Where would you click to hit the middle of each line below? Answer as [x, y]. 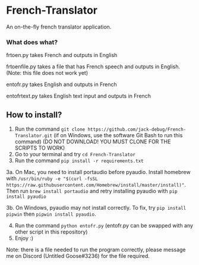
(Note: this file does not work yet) [47, 73]
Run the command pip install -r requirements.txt [79, 160]
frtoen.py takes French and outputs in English [62, 55]
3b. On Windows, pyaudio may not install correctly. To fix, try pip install [96, 208]
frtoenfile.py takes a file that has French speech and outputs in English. [93, 67]
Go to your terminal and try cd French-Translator [75, 154]
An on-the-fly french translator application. [59, 27]
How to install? [34, 114]
